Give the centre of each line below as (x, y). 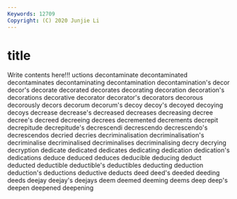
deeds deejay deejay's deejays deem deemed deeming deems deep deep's (118, 181)
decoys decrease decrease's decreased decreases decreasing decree (110, 113)
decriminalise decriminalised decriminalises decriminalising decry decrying (117, 143)
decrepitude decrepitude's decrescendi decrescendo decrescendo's (108, 127)
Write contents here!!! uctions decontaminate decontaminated (97, 75)
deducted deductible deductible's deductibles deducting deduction (105, 165)
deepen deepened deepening (51, 188)
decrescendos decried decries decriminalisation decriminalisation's (106, 135)
